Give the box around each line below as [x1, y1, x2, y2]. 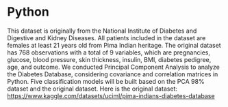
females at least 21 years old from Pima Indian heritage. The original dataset [7, 41, 221, 49]
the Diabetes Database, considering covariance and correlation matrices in [7, 70, 218, 78]
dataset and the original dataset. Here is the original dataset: [7, 85, 178, 93]
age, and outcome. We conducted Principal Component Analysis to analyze [7, 63, 220, 71]
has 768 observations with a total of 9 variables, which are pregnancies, [7, 48, 211, 57]
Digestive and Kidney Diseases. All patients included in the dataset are [7, 33, 206, 42]
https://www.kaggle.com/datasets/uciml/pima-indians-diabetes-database [7, 91, 215, 100]
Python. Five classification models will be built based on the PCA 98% [7, 77, 205, 85]
